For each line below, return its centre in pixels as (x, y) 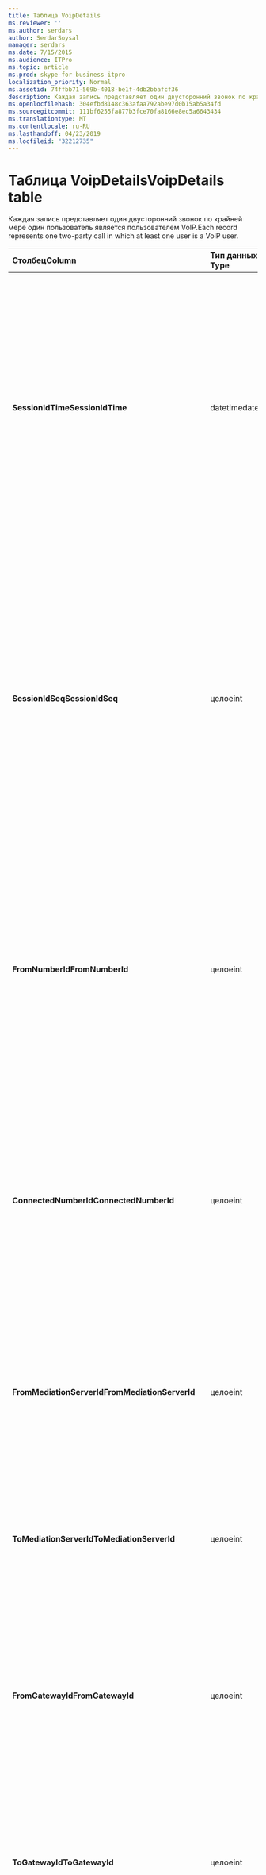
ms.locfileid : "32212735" (51, 141)
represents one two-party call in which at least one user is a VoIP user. (123, 236)
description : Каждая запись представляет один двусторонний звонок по (127, 97)
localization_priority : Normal (60, 82)
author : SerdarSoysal (44, 38)
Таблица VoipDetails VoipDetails (116, 180)
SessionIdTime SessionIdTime (70, 408)
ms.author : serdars (40, 30)
